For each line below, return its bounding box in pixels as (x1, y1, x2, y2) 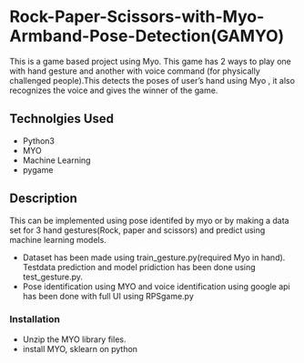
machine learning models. (9, 234, 106, 245)
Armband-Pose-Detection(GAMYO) (9, 25, 285, 46)
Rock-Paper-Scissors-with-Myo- (9, 6, 265, 27)
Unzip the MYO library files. (22, 334, 127, 345)
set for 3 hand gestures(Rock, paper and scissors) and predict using (9, 225, 266, 236)
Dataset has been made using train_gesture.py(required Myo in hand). (22, 252, 286, 263)
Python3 (22, 135, 55, 146)
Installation (9, 313, 61, 326)
